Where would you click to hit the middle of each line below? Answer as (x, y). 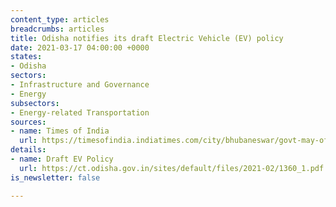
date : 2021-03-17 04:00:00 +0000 (80, 47)
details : (28, 150)
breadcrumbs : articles (57, 29)
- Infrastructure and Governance (80, 85)
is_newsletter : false (55, 177)
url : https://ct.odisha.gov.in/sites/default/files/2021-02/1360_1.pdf (172, 168)
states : (26, 57)
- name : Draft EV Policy (62, 159)
